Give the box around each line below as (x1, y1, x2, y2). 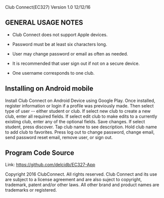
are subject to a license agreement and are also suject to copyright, (5, 177, 142, 183)
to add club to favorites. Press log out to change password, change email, (5, 129, 155, 135)
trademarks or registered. (5, 187, 57, 193)
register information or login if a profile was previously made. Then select (5, 102, 154, 108)
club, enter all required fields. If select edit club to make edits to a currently (5, 113, 158, 119)
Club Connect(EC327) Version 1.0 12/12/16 (5, 4, 91, 10)
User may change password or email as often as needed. (12, 50, 129, 56)
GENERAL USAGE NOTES (5, 18, 83, 27)
